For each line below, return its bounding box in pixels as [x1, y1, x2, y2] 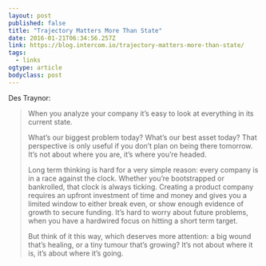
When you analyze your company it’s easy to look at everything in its [27, 109, 254, 118]
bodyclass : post [8, 71, 62, 79]
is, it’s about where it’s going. [27, 248, 124, 258]
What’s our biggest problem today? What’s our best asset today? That [27, 133, 257, 142]
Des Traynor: [8, 93, 51, 102]
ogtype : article [8, 64, 62, 72]
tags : [8, 49, 26, 57]
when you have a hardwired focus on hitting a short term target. [27, 216, 238, 225]
